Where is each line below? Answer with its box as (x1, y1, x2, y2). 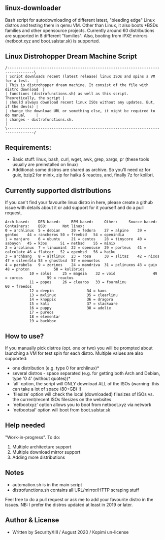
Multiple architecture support (12, 443, 71, 450)
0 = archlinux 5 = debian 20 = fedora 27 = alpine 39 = (5, 228, 147, 233)
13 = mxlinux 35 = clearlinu (29, 293, 118, 298)
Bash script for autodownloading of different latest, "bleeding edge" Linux (5, 17, 155, 23)
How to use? (5, 332, 44, 340)
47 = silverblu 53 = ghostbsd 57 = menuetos (5, 258, 100, 263)
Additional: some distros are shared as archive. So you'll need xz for (12, 167, 151, 173)
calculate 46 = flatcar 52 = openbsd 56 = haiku (5, 250, 116, 255)
